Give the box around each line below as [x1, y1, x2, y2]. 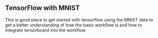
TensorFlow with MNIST [5, 4, 80, 12]
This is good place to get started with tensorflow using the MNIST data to [5, 17, 154, 22]
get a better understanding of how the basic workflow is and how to [5, 22, 142, 28]
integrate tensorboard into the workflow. [5, 27, 87, 33]
